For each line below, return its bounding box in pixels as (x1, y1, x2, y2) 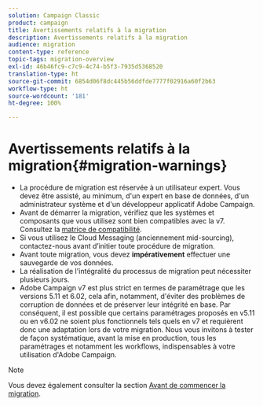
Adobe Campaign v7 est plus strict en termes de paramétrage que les (19, 283, 246, 293)
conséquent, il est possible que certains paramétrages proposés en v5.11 (19, 308, 255, 318)
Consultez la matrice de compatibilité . (19, 225, 143, 234)
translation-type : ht (8, 70, 79, 78)
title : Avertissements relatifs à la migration (8, 26, 167, 34)
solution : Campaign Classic (8, 11, 100, 20)
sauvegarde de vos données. (19, 258, 114, 268)
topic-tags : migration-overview (8, 56, 114, 64)
